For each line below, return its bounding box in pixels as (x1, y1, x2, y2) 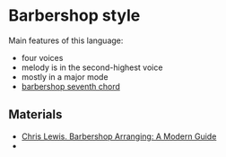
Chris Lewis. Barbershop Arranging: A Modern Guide (21, 131, 217, 142)
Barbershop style (8, 5, 141, 26)
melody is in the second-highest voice (21, 62, 163, 73)
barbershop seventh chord (21, 81, 120, 92)
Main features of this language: (8, 35, 124, 46)
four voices (21, 52, 64, 63)
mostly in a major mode (21, 71, 109, 82)
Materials (8, 107, 63, 122)
